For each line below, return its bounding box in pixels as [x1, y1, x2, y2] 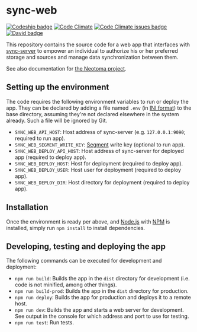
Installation [6, 202, 49, 212]
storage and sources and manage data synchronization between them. [6, 53, 179, 60]
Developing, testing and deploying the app [6, 241, 166, 251]
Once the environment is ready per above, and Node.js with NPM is [6, 218, 170, 225]
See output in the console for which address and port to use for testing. [14, 312, 189, 320]
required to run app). [14, 135, 66, 142]
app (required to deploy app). [14, 154, 87, 161]
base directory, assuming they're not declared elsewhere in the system [6, 110, 179, 117]
